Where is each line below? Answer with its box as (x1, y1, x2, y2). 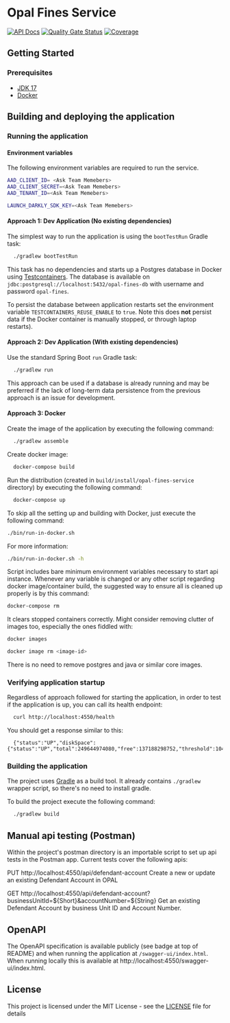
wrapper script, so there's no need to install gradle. (7, 784, 152, 792)
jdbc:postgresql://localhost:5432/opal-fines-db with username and (7, 279, 204, 288)
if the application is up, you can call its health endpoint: (7, 700, 163, 709)
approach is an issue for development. (7, 393, 116, 402)
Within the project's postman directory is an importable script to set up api (7, 848, 217, 856)
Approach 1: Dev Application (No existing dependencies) (7, 217, 172, 225)
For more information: (7, 542, 68, 550)
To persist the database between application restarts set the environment (7, 300, 214, 308)
